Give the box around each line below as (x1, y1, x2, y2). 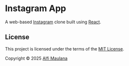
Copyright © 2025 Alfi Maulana (5, 55, 68, 61)
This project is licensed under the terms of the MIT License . (5, 46, 125, 51)
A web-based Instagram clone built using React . (5, 19, 101, 25)
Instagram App (5, 3, 66, 14)
